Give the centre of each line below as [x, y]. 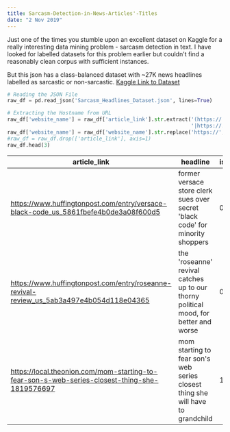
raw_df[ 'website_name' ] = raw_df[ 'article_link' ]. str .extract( [99, 120]
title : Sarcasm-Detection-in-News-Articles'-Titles [82, 13]
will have [192, 401]
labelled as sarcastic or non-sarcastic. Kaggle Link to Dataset [93, 82]
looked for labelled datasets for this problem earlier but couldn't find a [106, 54]
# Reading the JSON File [42, 94]
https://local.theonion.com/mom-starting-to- [84, 371]
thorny [189, 296]
